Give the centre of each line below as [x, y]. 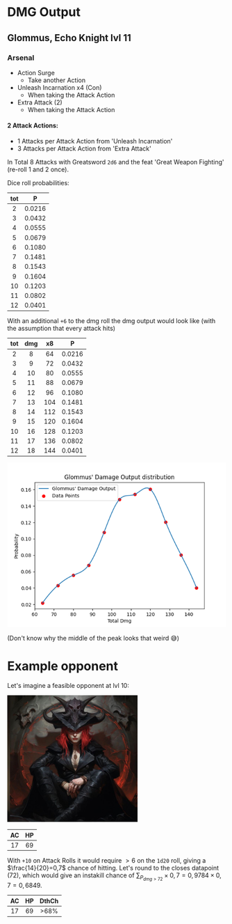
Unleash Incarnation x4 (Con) [59, 87]
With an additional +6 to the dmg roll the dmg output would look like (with [111, 320]
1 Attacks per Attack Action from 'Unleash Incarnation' [95, 141]
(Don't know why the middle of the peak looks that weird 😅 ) [93, 638]
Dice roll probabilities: [38, 183]
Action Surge [36, 72]
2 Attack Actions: [33, 125]
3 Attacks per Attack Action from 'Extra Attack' [84, 149]
